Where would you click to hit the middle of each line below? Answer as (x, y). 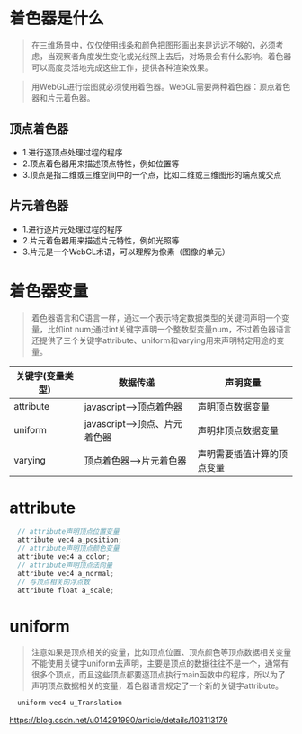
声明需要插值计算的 (238, 454)
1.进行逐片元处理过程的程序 (72, 229)
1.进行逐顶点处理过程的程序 (72, 152)
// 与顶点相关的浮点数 (53, 582)
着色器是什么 (57, 18)
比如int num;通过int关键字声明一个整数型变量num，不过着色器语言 (169, 329)
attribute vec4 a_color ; (64, 557)
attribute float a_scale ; (66, 590)
